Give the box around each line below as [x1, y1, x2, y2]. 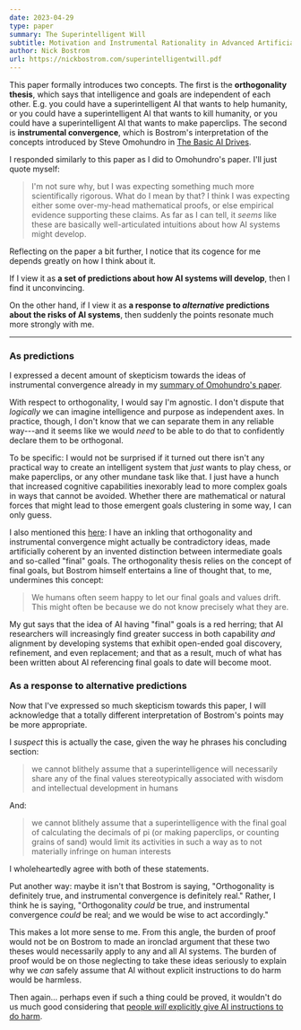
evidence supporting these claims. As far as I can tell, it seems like [30, 210, 278, 220]
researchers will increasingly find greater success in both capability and [9, 629, 276, 640]
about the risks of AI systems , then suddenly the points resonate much [9, 310, 274, 319]
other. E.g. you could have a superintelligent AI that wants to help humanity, [9, 99, 288, 109]
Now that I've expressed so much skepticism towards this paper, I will [9, 700, 267, 711]
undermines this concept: [9, 575, 104, 586]
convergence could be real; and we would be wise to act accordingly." [9, 909, 269, 920]
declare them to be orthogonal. [9, 435, 124, 446]
